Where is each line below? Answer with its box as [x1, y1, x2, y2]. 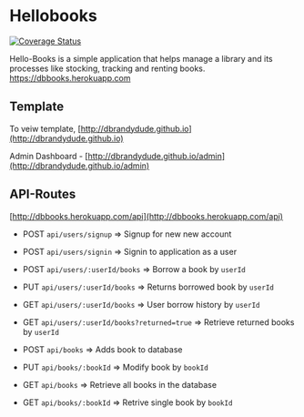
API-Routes [9, 187, 76, 202]
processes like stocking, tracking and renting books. [9, 63, 206, 74]
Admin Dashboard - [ [9, 150, 88, 161]
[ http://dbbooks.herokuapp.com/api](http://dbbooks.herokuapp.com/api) [9, 210, 284, 221]
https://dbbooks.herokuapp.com [9, 72, 131, 83]
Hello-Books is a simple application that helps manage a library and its [9, 53, 273, 64]
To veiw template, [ [9, 123, 82, 134]
